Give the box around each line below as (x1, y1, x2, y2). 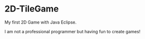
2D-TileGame (4, 3, 59, 14)
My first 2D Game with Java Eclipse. (4, 19, 77, 25)
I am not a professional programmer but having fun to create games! (4, 28, 141, 34)
